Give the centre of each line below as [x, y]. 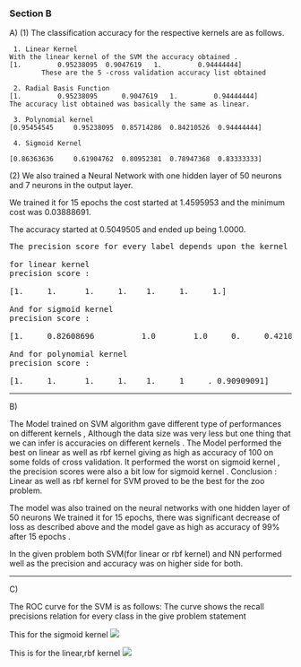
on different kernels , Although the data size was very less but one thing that [150, 434]
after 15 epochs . [40, 537]
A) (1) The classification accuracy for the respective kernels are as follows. [147, 33]
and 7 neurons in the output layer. [71, 186]
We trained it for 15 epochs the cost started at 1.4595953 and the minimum [147, 203]
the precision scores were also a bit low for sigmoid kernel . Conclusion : [143, 472]
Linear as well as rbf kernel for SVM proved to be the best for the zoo [137, 481]
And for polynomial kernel [69, 354]
